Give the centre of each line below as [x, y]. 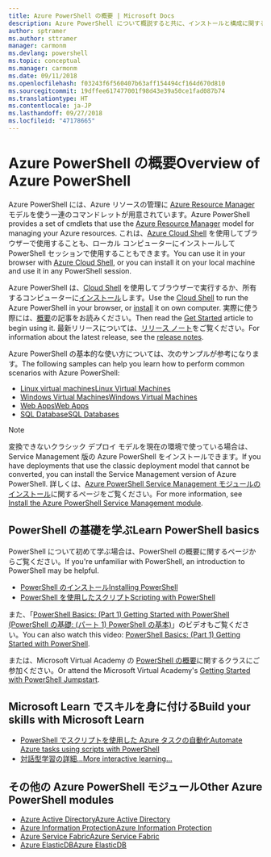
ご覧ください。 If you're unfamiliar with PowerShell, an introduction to [130, 561]
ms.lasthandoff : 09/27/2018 [56, 114]
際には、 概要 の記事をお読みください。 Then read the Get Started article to [131, 318]
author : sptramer [38, 31]
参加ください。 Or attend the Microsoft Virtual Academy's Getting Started [129, 670]
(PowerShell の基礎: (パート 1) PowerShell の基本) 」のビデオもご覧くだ [125, 624]
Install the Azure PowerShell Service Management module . [106, 503]
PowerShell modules [61, 800]
